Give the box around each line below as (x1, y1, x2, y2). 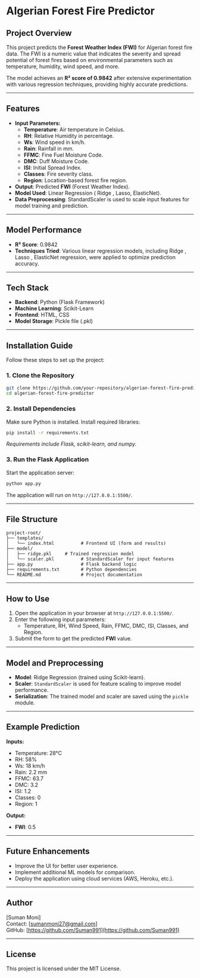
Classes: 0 (14, 793, 41, 801)
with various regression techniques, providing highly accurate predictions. (6, 81, 188, 88)
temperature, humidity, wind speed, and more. (6, 63, 120, 70)
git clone (6, 385, 31, 391)
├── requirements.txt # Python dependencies (6, 566, 137, 573)
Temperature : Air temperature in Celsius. (23, 125, 125, 133)
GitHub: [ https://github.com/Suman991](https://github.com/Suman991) (6, 926, 180, 933)
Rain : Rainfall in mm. (23, 145, 74, 152)
